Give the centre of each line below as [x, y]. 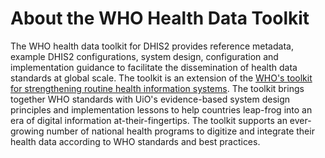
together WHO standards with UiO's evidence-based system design [150, 99]
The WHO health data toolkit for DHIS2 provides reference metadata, [152, 46]
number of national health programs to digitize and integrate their [180, 131]
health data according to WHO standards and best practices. [135, 141]
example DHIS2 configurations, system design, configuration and [144, 56]
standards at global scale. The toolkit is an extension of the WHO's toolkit [161, 78]
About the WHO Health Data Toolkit [160, 18]
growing [27, 131]
